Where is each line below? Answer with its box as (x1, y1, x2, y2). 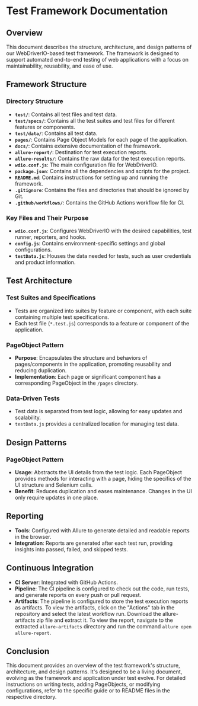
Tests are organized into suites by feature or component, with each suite (14, 307, 192, 314)
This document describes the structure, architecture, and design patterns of (6, 43, 192, 50)
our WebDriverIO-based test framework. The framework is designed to (6, 50, 180, 57)
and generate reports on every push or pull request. (14, 591, 142, 598)
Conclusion (6, 646, 50, 656)
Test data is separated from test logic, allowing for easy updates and (14, 408, 183, 415)
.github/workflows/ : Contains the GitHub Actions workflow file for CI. (14, 199, 185, 206)
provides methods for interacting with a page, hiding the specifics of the (14, 475, 191, 482)
